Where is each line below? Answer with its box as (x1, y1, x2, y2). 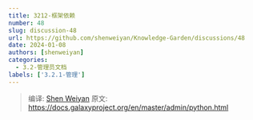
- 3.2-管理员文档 (15, 64, 67, 72)
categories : (8, 56, 48, 64)
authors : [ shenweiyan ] (8, 48, 84, 56)
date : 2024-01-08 (8, 41, 66, 49)
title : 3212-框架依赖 (8, 11, 76, 20)
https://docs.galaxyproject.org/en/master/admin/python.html (27, 103, 229, 112)
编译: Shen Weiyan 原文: (27, 93, 108, 103)
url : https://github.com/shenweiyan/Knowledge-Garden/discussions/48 (8, 33, 246, 42)
